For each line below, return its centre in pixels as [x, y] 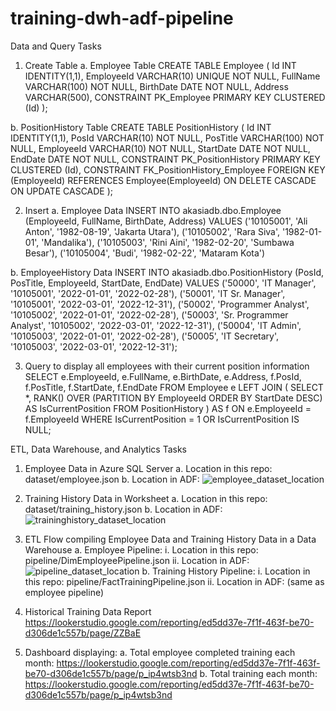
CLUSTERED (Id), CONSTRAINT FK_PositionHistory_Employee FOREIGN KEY [168, 169]
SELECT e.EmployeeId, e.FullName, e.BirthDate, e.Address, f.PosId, [163, 376]
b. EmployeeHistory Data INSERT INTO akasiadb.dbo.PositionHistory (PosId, [167, 272]
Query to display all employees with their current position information [167, 366]
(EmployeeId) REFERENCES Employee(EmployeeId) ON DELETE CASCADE [163, 180]
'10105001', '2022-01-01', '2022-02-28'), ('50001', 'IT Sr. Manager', [148, 293]
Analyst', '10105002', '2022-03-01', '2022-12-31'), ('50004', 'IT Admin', [156, 325]
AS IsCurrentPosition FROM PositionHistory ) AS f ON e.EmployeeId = [168, 408]
